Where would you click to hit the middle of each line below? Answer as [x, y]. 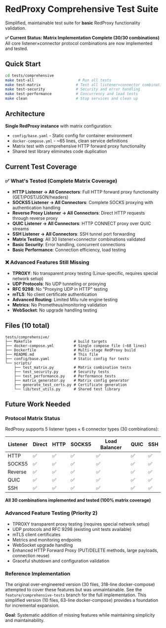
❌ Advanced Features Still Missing [47, 262]
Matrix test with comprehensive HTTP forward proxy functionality [79, 146]
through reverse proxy [35, 218]
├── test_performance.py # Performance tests [65, 376]
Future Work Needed [38, 404]
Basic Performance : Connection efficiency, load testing [69, 250]
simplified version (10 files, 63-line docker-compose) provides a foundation [82, 600]
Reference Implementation [38, 574]
